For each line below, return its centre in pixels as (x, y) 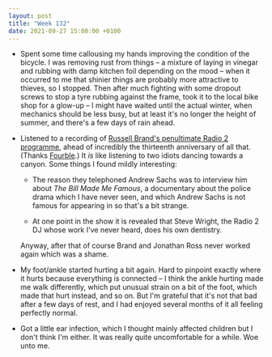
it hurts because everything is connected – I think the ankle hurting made (142, 278)
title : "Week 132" (39, 23)
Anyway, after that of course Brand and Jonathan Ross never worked (135, 246)
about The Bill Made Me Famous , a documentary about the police (141, 189)
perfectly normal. (49, 313)
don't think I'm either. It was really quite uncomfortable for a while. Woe (139, 338)
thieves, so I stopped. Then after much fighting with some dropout (130, 88)
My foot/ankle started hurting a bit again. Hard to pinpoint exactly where (140, 270)
